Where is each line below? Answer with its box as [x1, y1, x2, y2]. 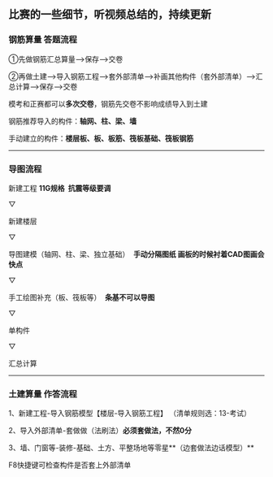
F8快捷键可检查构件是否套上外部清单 [8, 460, 132, 470]
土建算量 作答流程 [8, 388, 77, 400]
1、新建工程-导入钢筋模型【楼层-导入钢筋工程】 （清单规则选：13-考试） [8, 409, 252, 418]
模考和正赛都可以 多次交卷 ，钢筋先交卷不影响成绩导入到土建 [8, 98, 208, 108]
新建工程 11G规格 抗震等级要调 [8, 183, 111, 193]
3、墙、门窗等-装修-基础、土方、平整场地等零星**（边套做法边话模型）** [8, 443, 254, 453]
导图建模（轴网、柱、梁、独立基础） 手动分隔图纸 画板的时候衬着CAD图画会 [8, 249, 265, 258]
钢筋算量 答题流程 [8, 34, 77, 46]
